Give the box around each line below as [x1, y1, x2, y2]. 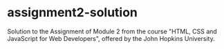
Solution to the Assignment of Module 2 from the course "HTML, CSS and [7, 27, 218, 35]
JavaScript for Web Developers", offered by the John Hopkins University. [7, 34, 216, 42]
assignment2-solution [7, 5, 138, 20]
